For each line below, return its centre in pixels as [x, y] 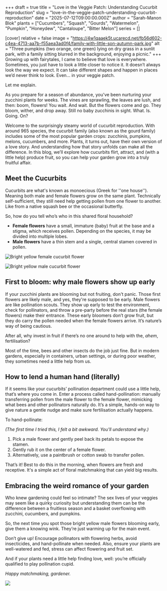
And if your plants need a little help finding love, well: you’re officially [76, 559]
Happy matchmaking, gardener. [38, 574]
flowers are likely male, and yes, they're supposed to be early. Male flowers [83, 299]
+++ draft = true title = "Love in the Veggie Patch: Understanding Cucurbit [81, 7]
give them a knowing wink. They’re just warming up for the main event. [78, 529]
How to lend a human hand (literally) [63, 377]
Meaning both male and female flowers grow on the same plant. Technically [83, 196]
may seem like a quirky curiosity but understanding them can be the [75, 503]
